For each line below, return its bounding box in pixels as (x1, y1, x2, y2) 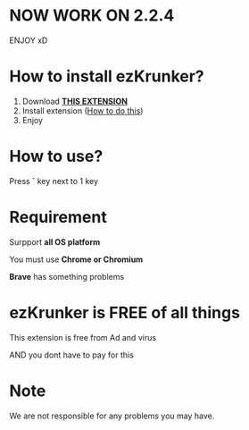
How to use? (9, 147, 104, 166)
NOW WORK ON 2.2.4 (9, 5, 175, 26)
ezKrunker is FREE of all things (9, 302, 241, 323)
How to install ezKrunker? (9, 66, 205, 87)
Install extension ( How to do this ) (21, 105, 144, 116)
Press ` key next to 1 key (9, 175, 99, 186)
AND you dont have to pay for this (9, 350, 134, 360)
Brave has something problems (9, 271, 125, 282)
